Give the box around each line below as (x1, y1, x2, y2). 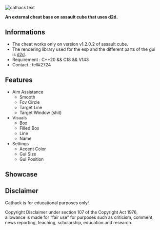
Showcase (5, 171, 38, 179)
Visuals (12, 115, 27, 120)
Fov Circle (19, 99, 40, 105)
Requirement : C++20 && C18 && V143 (12, 57, 89, 62)
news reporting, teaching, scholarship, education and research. (5, 219, 133, 225)
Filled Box (19, 125, 40, 131)
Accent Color (19, 146, 46, 152)
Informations (5, 28, 45, 37)
